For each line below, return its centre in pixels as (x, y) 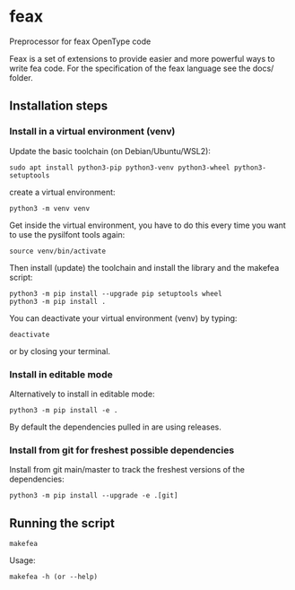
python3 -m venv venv (50, 208)
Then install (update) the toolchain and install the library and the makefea (144, 267)
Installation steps (59, 106)
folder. (21, 77)
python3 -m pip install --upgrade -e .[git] (94, 496)
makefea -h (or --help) (54, 577)
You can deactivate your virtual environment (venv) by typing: (123, 318)
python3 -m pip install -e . (64, 410)
